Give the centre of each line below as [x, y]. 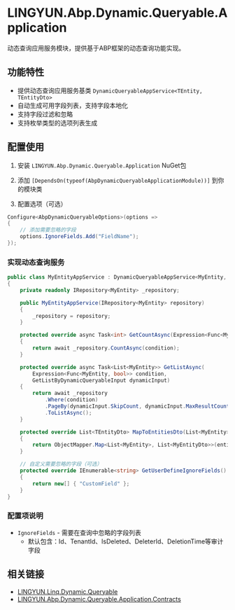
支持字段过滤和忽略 [45, 114]
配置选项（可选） [42, 204]
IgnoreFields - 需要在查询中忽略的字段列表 [79, 532]
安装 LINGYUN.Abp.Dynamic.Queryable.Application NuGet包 [102, 165]
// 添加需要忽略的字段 [48, 230]
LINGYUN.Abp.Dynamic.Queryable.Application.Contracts [99, 599]
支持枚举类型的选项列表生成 [57, 123]
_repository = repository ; [72, 316]
